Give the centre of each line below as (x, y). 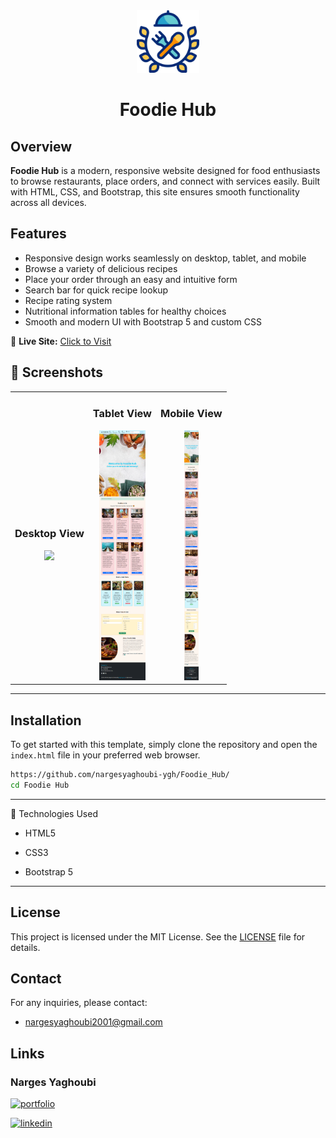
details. (25, 947)
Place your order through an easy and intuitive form (131, 279)
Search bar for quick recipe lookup (96, 290)
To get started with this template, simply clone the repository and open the (164, 744)
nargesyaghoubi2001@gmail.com (93, 1022)
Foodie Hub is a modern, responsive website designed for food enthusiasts (165, 170)
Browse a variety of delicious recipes (101, 268)
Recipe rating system (68, 300)
